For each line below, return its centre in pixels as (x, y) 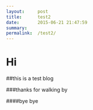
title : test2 (28, 17)
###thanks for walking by (37, 90)
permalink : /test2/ (31, 33)
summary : (17, 28)
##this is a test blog (30, 78)
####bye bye (22, 101)
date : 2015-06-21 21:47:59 (47, 22)
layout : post (27, 11)
